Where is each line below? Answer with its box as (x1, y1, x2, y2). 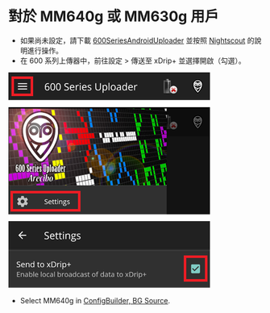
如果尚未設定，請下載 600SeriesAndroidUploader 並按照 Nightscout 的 (19, 35, 255, 45)
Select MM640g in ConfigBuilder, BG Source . (19, 295, 171, 305)
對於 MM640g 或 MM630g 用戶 (8, 7, 219, 26)
